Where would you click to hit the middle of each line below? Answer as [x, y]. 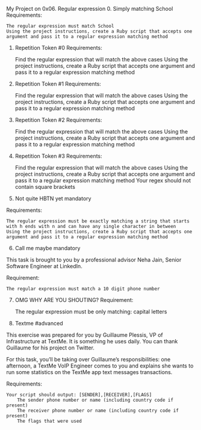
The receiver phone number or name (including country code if [98, 411]
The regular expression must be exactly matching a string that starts [98, 221]
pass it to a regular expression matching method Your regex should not [103, 180]
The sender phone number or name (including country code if [95, 400]
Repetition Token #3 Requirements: [58, 156]
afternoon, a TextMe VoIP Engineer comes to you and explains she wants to [100, 366]
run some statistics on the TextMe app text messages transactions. [89, 372]
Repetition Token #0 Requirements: [58, 48]
